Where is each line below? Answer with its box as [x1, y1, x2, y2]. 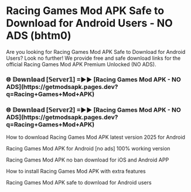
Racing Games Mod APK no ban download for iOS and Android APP [6, 156, 169, 163]
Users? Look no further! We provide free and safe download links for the [6, 54, 181, 61]
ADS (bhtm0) [6, 29, 71, 42]
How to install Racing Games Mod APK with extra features [6, 168, 146, 175]
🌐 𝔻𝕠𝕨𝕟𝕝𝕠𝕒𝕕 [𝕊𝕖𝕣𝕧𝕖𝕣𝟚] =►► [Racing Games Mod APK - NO [6, 105, 182, 114]
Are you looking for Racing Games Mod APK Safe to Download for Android [6, 48, 186, 55]
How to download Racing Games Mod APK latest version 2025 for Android [6, 133, 186, 141]
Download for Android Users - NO [6, 16, 173, 30]
